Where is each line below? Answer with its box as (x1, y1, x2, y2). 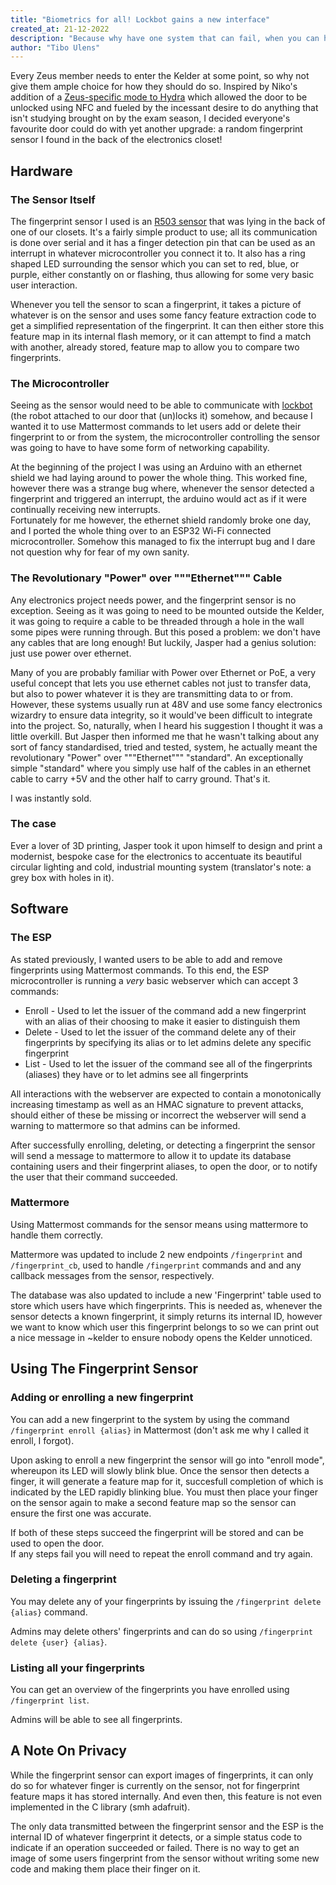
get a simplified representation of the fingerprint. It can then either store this (10, 319, 325, 331)
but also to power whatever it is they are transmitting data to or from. (10, 687, 294, 700)
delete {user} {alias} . (10, 1636, 108, 1648)
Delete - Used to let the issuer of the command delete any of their (24, 1026, 297, 1038)
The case (10, 817, 57, 831)
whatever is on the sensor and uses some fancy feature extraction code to (10, 309, 317, 321)
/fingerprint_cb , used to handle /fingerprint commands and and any (10, 1259, 302, 1271)
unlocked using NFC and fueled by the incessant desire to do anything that (10, 102, 319, 114)
